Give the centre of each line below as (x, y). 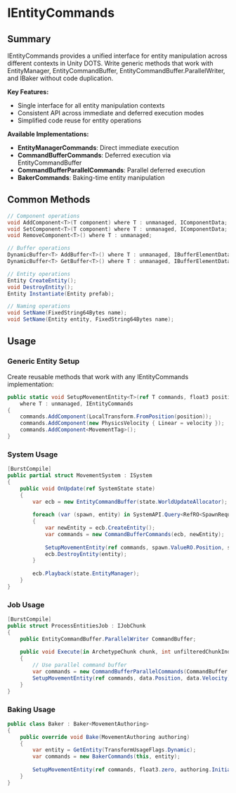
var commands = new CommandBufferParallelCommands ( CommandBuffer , (132, 672)
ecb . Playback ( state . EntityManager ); (86, 574)
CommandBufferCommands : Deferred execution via (94, 155)
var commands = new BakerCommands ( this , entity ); (106, 757)
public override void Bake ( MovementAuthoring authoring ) (105, 737)
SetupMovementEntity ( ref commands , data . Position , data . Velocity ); (133, 678)
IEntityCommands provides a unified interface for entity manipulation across (118, 56)
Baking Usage (32, 709)
